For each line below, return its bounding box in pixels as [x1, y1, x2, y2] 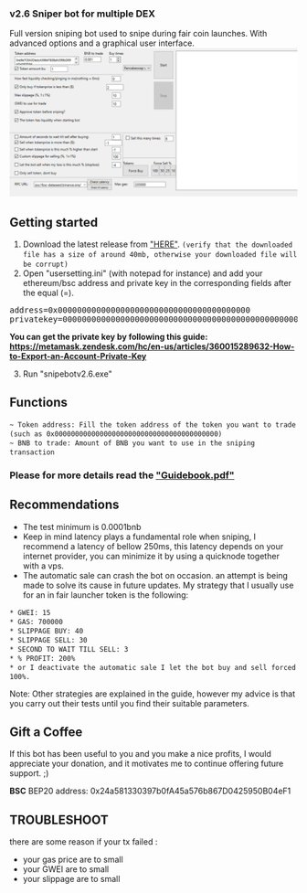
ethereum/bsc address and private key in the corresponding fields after [22, 277, 292, 288]
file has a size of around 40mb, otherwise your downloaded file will [22, 250, 298, 259]
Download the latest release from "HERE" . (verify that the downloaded [22, 239, 293, 250]
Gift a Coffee [9, 724, 83, 739]
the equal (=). [22, 287, 75, 298]
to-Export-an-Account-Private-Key [9, 350, 147, 361]
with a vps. [22, 560, 65, 571]
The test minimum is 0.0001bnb [22, 521, 142, 532]
